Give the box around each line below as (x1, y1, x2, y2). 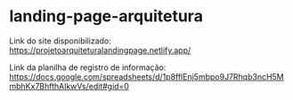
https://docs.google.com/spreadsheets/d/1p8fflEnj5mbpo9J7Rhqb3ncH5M (9, 71, 285, 81)
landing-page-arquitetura (9, 6, 203, 27)
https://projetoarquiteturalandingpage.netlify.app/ (9, 44, 191, 55)
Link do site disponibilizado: (9, 35, 111, 46)
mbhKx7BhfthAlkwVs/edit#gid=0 (9, 81, 129, 91)
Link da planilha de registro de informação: (9, 62, 167, 73)
